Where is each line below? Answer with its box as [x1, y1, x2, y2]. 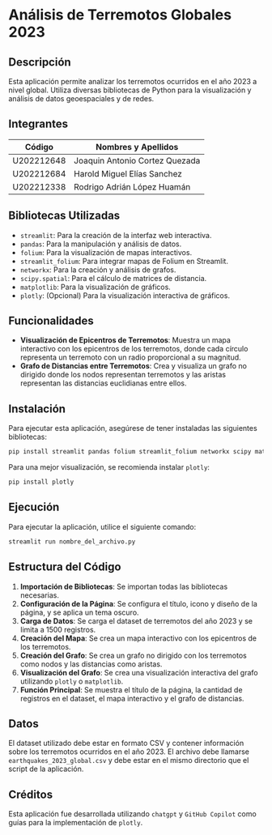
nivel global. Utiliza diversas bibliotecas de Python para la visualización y [8, 85, 252, 95]
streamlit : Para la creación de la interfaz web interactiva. [19, 230, 212, 240]
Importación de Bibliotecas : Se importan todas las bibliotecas [19, 582, 228, 591]
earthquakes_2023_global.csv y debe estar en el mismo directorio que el [8, 756, 249, 765]
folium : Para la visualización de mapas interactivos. [19, 247, 193, 257]
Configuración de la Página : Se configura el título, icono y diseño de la [19, 599, 257, 608]
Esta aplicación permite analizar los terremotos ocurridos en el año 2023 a [8, 77, 257, 86]
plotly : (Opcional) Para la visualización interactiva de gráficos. [19, 290, 231, 300]
